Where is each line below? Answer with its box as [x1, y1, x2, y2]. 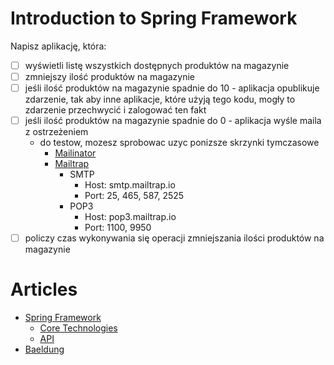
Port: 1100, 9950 [84, 222, 152, 234]
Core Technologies [39, 322, 118, 334]
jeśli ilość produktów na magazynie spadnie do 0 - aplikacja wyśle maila [24, 115, 322, 127]
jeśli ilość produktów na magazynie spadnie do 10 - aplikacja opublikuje [24, 82, 320, 94]
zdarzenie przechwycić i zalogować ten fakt [24, 104, 207, 116]
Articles [10, 278, 78, 301]
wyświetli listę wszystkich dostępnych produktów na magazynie [24, 59, 290, 71]
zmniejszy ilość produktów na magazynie [24, 71, 196, 82]
